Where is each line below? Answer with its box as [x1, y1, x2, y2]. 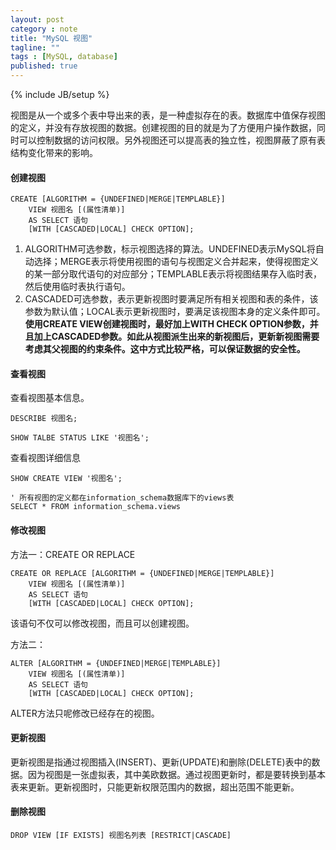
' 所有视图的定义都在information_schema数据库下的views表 [10, 493, 235, 503]
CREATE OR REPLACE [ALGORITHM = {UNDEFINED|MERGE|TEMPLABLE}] [10, 568, 275, 578]
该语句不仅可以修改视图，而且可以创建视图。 [10, 617, 195, 629]
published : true [10, 61, 78, 71]
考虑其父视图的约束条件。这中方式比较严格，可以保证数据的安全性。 [24, 343, 306, 355]
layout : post [10, 14, 65, 25]
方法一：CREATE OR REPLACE [10, 548, 136, 560]
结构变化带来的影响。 [10, 147, 98, 158]
